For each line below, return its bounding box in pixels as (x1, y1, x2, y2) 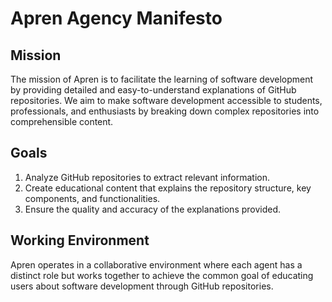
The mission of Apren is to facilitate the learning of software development (10, 73, 314, 85)
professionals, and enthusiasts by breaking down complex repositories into (10, 105, 320, 117)
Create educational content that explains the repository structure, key (24, 182, 312, 194)
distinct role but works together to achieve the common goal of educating (10, 269, 314, 281)
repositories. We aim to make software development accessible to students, (10, 95, 323, 106)
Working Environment (10, 232, 150, 249)
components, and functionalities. (24, 192, 161, 204)
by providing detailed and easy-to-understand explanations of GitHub (10, 84, 297, 96)
